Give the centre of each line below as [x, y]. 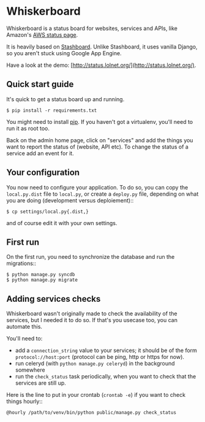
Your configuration [43, 173]
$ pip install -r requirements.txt [52, 110]
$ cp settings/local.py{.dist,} [47, 212]
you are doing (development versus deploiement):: [70, 200]
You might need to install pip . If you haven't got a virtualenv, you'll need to [100, 121]
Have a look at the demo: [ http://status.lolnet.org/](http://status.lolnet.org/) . [101, 65]
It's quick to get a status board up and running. [65, 99]
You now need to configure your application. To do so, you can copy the [97, 187]
